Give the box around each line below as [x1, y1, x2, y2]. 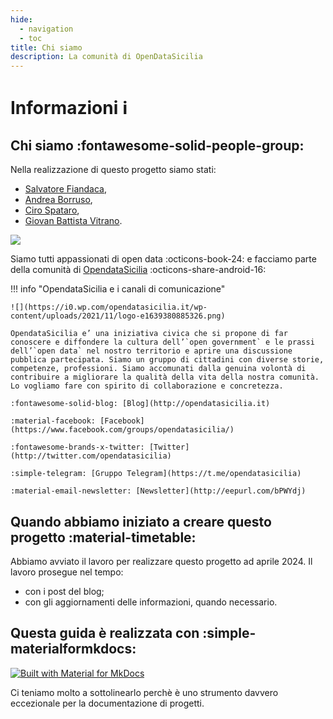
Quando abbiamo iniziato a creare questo [10, 513, 272, 530]
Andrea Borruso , [24, 194, 93, 206]
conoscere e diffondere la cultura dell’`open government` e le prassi [10, 337, 315, 348]
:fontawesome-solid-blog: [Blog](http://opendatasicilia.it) [10, 399, 271, 409]
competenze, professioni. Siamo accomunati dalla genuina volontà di [10, 364, 307, 374]
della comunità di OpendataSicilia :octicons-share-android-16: [10, 264, 267, 276]
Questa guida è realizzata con [10, 625, 200, 642]
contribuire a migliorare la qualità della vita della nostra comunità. [10, 372, 320, 383]
